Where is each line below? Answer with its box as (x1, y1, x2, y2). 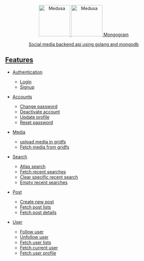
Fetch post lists (19, 204, 51, 210)
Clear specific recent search (19, 174, 78, 180)
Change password (19, 103, 58, 109)
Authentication (12, 69, 43, 75)
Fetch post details (19, 209, 57, 215)
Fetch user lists (19, 239, 51, 245)
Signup (19, 84, 35, 90)
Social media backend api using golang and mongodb (28, 41, 139, 47)
